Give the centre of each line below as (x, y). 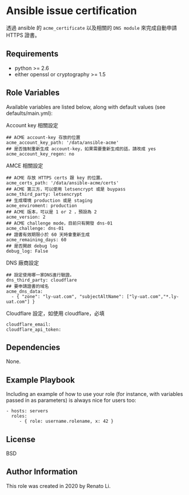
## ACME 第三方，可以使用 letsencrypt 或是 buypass (66, 189)
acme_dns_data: (25, 291)
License (21, 439)
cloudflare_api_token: (34, 330)
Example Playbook (40, 380)
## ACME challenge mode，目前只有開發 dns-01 (59, 223)
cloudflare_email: (28, 324)
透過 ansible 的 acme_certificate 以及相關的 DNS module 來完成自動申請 (92, 28)
